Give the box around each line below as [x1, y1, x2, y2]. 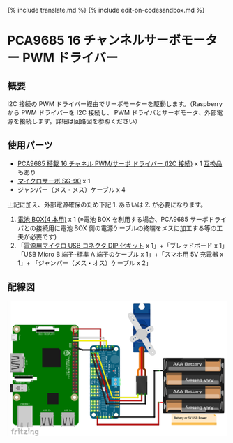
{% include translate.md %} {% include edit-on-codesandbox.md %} [7, 6, 206, 14]
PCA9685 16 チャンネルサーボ [7, 33, 181, 48]
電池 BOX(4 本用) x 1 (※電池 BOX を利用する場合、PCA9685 [17, 215, 188, 223]
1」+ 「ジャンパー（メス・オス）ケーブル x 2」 [17, 258, 152, 267]
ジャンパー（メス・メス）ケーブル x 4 [17, 185, 126, 194]
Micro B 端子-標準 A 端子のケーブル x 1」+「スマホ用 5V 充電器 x [38, 250, 224, 258]
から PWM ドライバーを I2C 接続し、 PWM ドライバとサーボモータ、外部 [7, 108, 217, 117]
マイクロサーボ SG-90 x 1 [17, 177, 91, 185]
